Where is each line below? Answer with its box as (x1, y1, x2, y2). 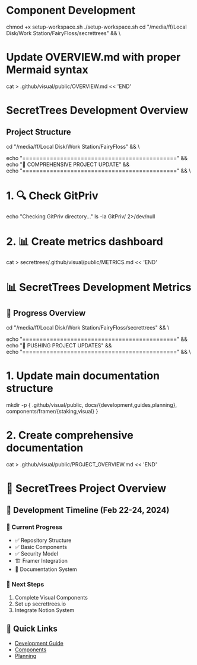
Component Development (6, 4, 136, 17)
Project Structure (6, 127, 71, 137)
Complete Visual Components (14, 594, 88, 601)
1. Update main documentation (6, 369, 160, 382)
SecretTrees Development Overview (6, 103, 189, 117)
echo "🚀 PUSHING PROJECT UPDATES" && (6, 341, 112, 349)
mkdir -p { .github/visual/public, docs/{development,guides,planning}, (6, 401, 177, 408)
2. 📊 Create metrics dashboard (6, 235, 163, 248)
